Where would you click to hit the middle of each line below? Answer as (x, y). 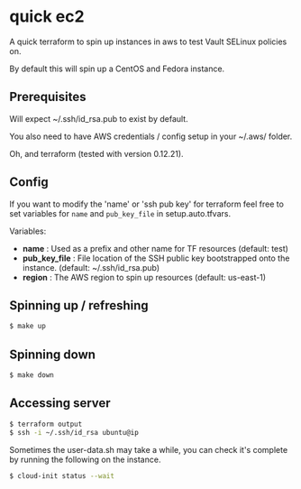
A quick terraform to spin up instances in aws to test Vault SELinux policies (148, 42)
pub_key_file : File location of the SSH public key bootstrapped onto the (156, 258)
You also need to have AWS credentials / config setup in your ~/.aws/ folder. (151, 136)
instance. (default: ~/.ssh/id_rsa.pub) (91, 267)
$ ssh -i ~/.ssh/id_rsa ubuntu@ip (74, 432)
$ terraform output (46, 424)
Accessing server (60, 403)
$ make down (32, 375)
